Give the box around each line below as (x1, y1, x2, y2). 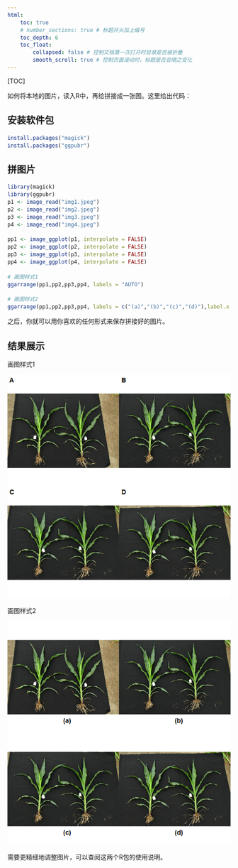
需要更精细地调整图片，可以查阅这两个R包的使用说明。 (7, 852, 167, 861)
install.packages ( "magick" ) (7, 134, 91, 141)
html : (7, 11, 23, 18)
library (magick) (7, 183, 55, 191)
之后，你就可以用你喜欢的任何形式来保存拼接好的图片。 (7, 317, 169, 326)
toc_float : (20, 41, 52, 49)
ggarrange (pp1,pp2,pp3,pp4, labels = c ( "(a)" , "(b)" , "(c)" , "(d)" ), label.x (7, 303, 230, 310)
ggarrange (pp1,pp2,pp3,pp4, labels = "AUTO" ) (7, 281, 144, 288)
